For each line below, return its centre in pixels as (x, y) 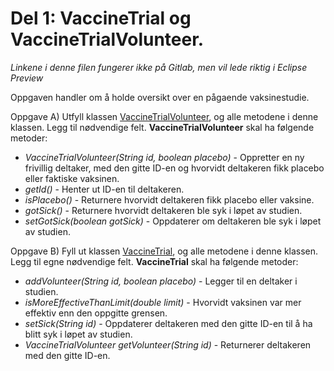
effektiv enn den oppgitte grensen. (96, 313)
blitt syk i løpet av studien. (78, 334)
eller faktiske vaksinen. (72, 178)
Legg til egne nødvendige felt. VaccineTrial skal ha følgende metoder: (154, 261)
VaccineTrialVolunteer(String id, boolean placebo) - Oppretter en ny (164, 157)
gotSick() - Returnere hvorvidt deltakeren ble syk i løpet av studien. (163, 210)
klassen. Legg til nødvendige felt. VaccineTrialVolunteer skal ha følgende (162, 127)
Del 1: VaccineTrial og (101, 18)
